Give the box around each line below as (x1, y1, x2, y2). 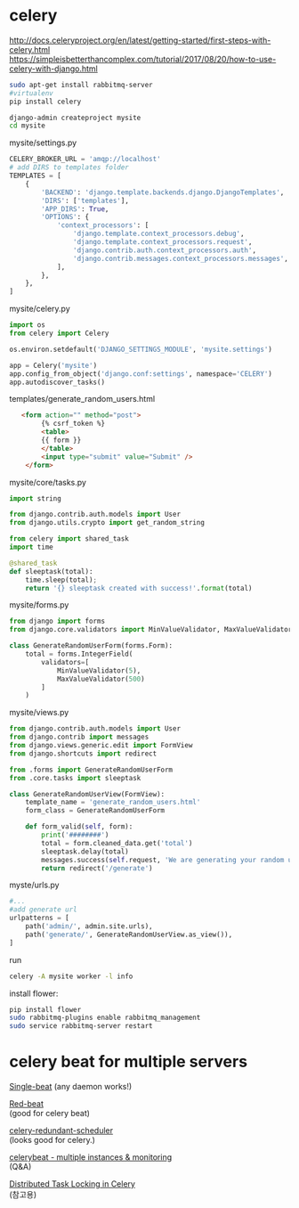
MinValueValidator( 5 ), (56, 665, 141, 675)
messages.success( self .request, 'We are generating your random (41, 855, 285, 864)
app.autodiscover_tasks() (9, 378, 105, 387)
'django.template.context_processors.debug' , (72, 229, 245, 239)
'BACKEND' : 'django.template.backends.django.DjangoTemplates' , (41, 188, 285, 197)
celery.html (9, 44, 51, 54)
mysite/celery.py (9, 304, 71, 314)
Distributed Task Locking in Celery (9, 1179, 136, 1189)
